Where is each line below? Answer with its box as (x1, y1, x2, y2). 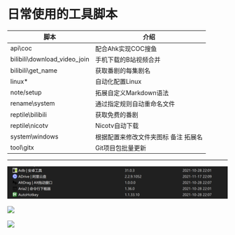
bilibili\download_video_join (10, 55, 90, 64)
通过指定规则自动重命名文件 (95, 99, 176, 108)
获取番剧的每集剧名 (95, 66, 151, 75)
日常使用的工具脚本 (7, 6, 118, 22)
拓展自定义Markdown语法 (95, 88, 169, 97)
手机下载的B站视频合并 (95, 55, 161, 64)
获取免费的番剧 (95, 111, 138, 119)
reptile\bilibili (10, 110, 48, 119)
